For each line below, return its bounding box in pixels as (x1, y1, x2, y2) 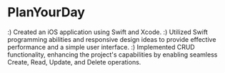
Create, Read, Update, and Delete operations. (7, 57, 141, 66)
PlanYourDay (7, 4, 86, 21)
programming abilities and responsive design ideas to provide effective (7, 35, 216, 43)
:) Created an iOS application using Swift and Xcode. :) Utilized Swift (7, 28, 209, 36)
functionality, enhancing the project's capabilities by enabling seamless (7, 50, 218, 59)
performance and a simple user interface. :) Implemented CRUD (7, 43, 195, 51)
